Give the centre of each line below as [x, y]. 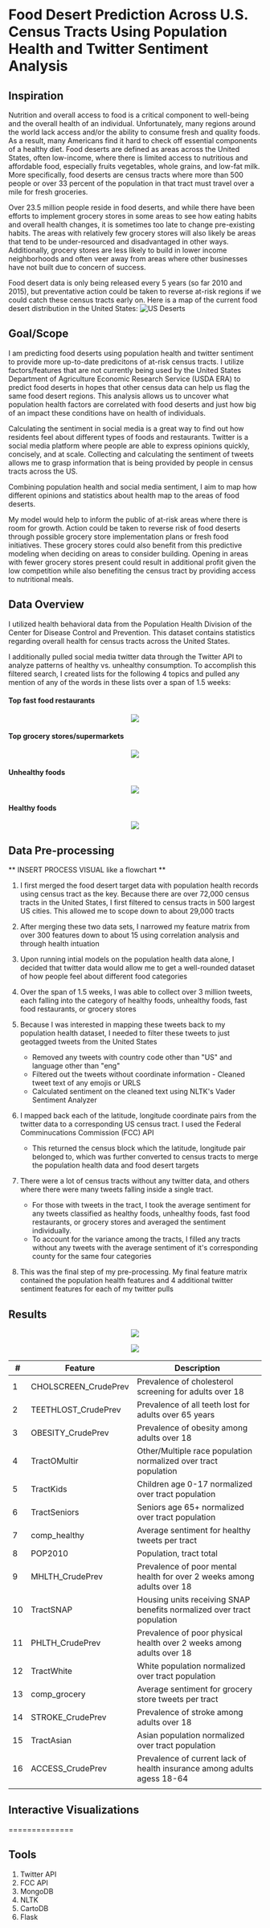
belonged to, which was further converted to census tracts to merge [145, 1157]
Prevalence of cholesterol [185, 1382]
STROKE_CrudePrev [69, 1717]
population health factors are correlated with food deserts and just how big [133, 404]
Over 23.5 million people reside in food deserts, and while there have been [132, 207]
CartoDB [34, 1908]
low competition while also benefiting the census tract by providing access [132, 570]
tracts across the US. [43, 471]
